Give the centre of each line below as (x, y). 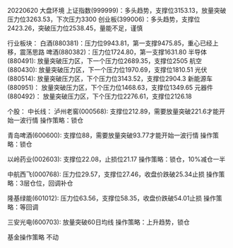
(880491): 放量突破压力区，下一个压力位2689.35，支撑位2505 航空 (105, 61)
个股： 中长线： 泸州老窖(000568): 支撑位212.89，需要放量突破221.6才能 (113, 111)
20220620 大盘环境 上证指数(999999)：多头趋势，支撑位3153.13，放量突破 (117, 10)
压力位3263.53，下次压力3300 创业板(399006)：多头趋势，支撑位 (104, 19)
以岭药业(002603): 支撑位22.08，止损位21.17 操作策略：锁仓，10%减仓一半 (116, 159)
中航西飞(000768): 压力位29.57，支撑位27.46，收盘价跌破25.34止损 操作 (113, 174)
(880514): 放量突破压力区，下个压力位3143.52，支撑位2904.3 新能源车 (110, 79)
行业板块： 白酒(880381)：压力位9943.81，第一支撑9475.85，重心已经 (110, 43)
